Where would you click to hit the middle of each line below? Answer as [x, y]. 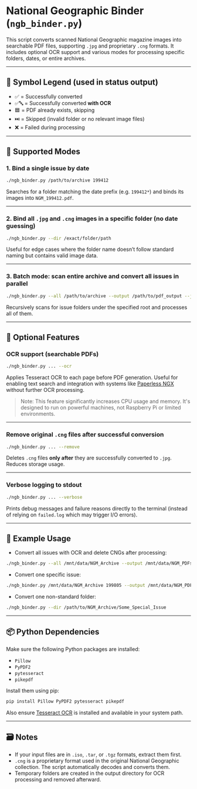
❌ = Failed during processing [50, 127]
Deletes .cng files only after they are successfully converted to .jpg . [89, 458]
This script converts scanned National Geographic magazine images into [94, 39]
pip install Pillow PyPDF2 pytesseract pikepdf [65, 701]
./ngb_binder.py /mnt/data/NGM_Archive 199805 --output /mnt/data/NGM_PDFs [101, 586]
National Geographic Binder [75, 11]
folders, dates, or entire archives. [46, 58]
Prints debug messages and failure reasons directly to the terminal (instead [97, 508]
